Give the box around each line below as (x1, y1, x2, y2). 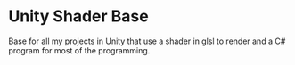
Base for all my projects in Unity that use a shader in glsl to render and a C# (8, 36, 286, 46)
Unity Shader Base (8, 6, 149, 27)
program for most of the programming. (8, 45, 151, 55)
